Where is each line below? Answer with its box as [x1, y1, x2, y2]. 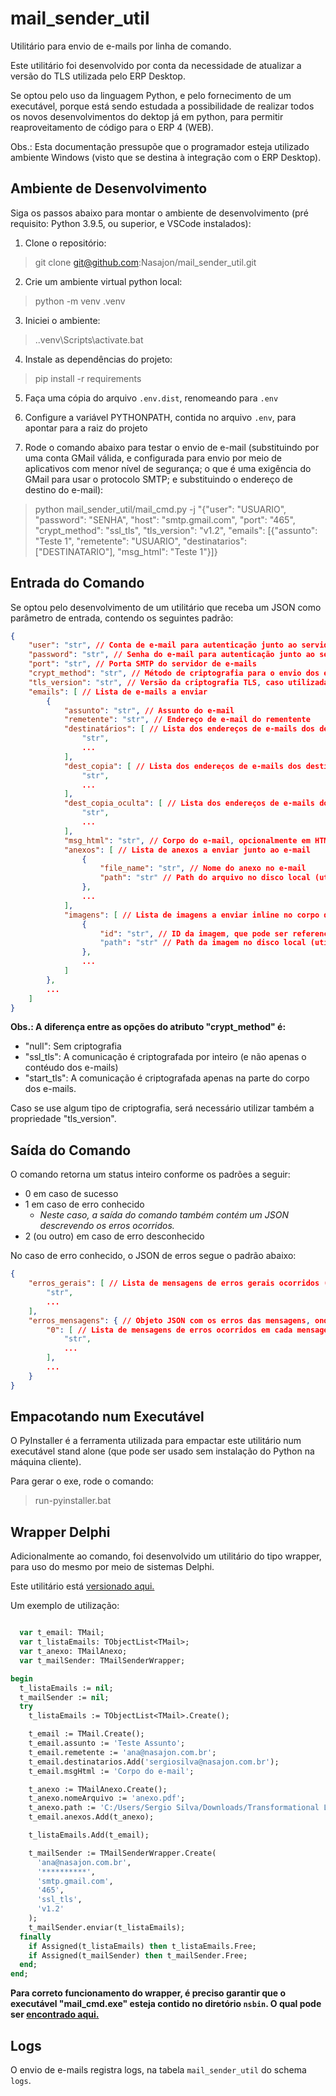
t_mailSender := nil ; [19, 1692, 110, 1702]
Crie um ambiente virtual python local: [24, 275, 183, 287]
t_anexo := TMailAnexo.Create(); [28, 1784, 168, 1794]
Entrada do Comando [10, 575, 145, 592]
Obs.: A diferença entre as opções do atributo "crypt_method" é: [10, 1021, 287, 1033]
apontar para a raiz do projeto [24, 422, 148, 434]
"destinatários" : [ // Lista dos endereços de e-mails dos [63, 724, 315, 734]
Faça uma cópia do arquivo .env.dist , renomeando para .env [24, 392, 279, 404]
